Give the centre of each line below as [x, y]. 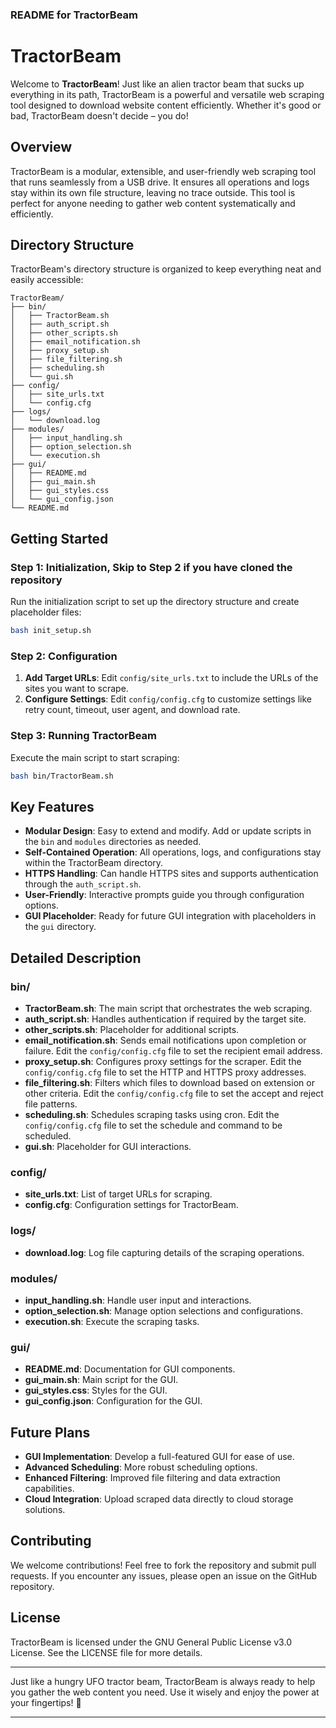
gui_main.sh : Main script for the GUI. [101, 1380]
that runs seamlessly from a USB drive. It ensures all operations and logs [160, 182]
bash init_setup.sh [51, 631]
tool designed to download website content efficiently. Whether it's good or [166, 105]
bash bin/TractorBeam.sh [62, 776]
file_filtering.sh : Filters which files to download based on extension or [169, 1083]
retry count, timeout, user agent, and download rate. [132, 710]
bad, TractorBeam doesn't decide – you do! [99, 115]
